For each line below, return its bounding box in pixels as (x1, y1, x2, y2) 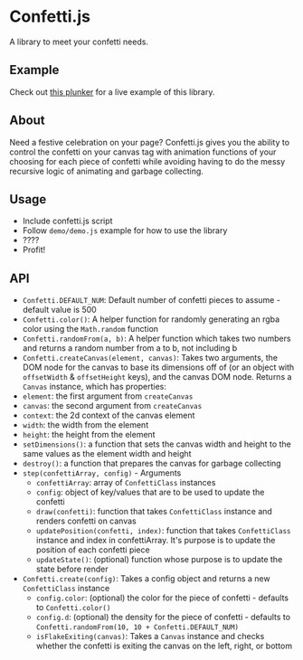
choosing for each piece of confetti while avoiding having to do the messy (9, 156, 286, 166)
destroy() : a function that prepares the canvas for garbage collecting (22, 458, 282, 469)
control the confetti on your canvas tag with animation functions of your (9, 146, 277, 157)
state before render (35, 563, 109, 575)
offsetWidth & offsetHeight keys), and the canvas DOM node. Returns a (22, 372, 292, 382)
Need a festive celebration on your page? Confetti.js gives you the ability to (9, 137, 290, 147)
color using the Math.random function (22, 324, 159, 335)
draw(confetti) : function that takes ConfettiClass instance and (35, 506, 273, 517)
